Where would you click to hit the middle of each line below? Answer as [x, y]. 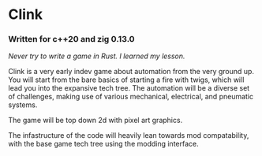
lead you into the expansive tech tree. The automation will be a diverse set [129, 88]
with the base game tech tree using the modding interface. [103, 144]
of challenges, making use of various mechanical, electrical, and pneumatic [131, 97]
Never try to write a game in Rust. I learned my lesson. [97, 56]
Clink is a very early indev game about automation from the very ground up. [131, 72]
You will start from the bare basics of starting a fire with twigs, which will [126, 80]
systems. [23, 105]
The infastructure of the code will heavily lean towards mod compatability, [129, 136]
